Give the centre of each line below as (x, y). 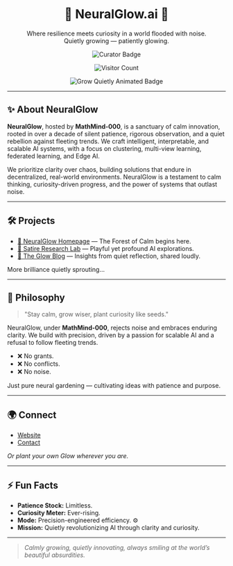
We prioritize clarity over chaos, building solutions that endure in (100, 169)
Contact (28, 443)
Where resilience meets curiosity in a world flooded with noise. (116, 33)
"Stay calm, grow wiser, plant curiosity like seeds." (96, 314)
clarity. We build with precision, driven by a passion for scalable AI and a (111, 335)
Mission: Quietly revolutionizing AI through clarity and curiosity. (108, 527)
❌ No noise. (34, 372)
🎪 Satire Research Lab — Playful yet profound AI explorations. (105, 248)
